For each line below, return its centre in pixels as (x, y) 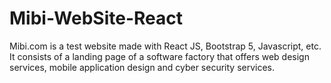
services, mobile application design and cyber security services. (142, 67)
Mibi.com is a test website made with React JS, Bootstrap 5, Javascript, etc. (165, 46)
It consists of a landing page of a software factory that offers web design (159, 56)
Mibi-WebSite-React (96, 18)
